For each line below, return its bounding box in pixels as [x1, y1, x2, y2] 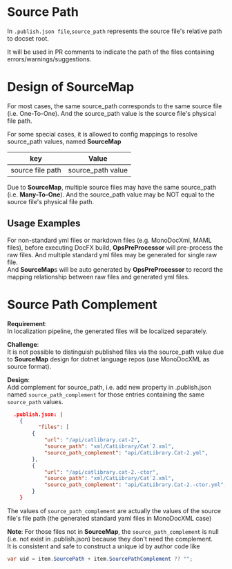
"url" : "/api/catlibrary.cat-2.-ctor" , [43, 468, 159, 476]
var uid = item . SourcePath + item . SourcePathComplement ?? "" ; [7, 555, 193, 562]
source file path [10, 165, 61, 174]
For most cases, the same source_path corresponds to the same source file [7, 101, 222, 110]
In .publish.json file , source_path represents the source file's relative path [7, 27, 222, 35]
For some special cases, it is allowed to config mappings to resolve [7, 130, 198, 138]
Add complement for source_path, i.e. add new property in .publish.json [7, 383, 212, 391]
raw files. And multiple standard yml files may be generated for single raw [7, 250, 217, 259]
